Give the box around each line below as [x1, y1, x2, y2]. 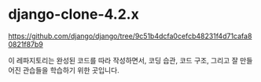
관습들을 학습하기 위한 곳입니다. [22, 65, 119, 75]
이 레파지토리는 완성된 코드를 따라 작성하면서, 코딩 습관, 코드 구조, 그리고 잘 [8, 55, 238, 65]
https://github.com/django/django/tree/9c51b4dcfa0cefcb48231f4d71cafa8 [8, 31, 252, 41]
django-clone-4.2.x [8, 5, 139, 23]
